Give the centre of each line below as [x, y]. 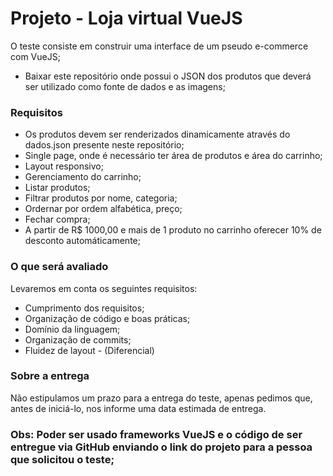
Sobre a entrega [50, 376]
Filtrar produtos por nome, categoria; [101, 198]
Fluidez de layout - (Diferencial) [89, 350]
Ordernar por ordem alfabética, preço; [103, 209]
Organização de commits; [78, 339]
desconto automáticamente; [82, 241]
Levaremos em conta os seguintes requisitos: [104, 288]
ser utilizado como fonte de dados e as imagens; [125, 86]
